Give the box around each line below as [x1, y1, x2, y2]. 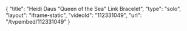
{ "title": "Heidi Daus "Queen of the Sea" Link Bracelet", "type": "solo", [5, 5, 182, 12]
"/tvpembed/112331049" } [5, 18, 70, 25]
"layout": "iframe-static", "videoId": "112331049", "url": [5, 12, 142, 19]
